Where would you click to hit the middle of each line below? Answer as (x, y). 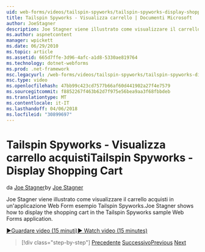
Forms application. (30, 219)
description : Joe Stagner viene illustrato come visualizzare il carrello (103, 29)
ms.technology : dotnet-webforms (47, 63)
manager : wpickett (30, 40)
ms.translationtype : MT (37, 97)
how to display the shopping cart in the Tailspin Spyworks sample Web (95, 212)
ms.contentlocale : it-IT (38, 103)
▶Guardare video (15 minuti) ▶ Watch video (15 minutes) (77, 231)
